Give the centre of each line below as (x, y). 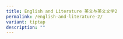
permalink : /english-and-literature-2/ (55, 17)
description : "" (26, 27)
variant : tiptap (26, 22)
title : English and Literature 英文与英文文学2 (62, 11)
